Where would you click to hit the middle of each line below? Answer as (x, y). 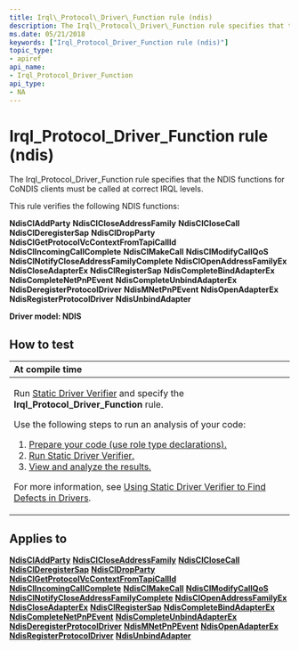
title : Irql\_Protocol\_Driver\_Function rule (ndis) (111, 17)
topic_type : (31, 51)
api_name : (28, 68)
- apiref (25, 59)
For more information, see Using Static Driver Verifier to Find (140, 487)
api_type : (28, 84)
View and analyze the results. (90, 467)
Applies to (38, 538)
